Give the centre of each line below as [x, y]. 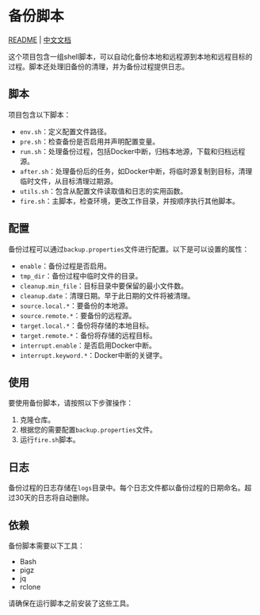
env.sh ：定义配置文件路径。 [65, 131]
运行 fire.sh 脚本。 [50, 440]
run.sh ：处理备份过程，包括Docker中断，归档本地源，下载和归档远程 [132, 151]
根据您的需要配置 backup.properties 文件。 [88, 430]
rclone [30, 587]
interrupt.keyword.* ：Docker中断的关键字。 [93, 355]
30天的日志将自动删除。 [54, 498]
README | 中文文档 [40, 40]
